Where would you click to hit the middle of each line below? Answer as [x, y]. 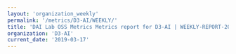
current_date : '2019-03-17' [48, 40]
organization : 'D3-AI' [40, 33]
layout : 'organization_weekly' [53, 14]
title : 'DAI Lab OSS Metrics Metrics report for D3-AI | [92, 27]
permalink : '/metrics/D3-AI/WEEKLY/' [63, 20]
